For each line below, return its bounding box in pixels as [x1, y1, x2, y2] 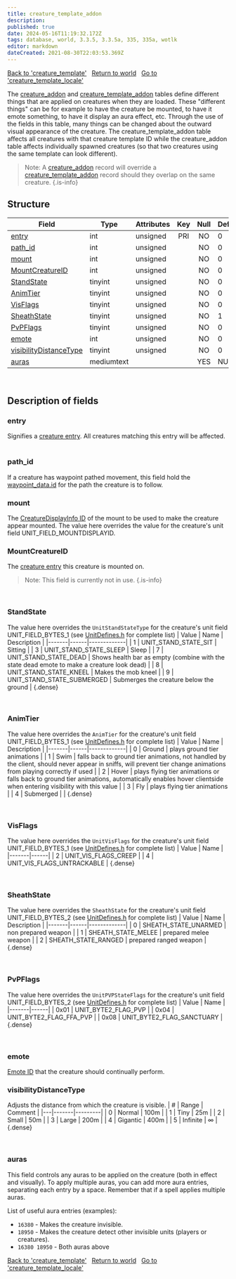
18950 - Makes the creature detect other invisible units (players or [17, 1227, 207, 1236]
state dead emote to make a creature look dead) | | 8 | [7, 660, 164, 669]
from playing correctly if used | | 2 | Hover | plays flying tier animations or [7, 767, 220, 775]
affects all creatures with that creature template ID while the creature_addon [7, 134, 228, 143]
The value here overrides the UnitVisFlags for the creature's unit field [7, 837, 209, 845]
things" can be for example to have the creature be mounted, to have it [7, 105, 212, 113]
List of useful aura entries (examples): [7, 1206, 117, 1215]
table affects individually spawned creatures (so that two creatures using [7, 142, 218, 150]
